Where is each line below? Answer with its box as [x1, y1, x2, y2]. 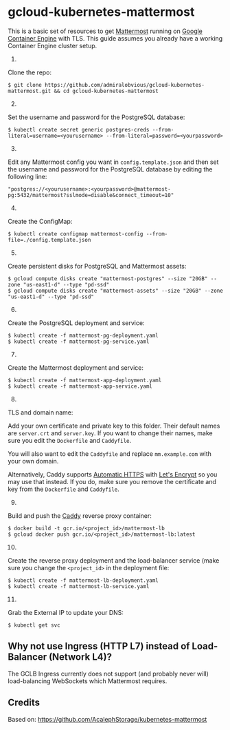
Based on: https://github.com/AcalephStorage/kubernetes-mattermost [8, 715, 207, 723]
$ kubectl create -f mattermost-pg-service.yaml [8, 338, 150, 345]
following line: [8, 172, 47, 180]
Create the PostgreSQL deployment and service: [8, 318, 145, 327]
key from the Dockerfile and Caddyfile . [8, 485, 119, 493]
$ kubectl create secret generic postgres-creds [8, 126, 150, 133]
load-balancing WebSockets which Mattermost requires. [8, 676, 168, 685]
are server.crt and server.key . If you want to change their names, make [8, 428, 214, 437]
